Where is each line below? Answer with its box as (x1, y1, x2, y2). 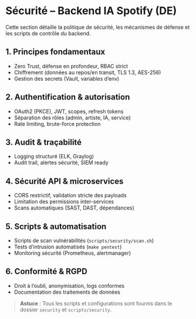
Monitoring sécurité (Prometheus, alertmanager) (13, 250, 131, 257)
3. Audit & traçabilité (5, 137, 82, 147)
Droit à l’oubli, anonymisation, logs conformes (13, 282, 125, 289)
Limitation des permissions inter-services (13, 198, 114, 205)
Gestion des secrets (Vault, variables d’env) (13, 75, 120, 82)
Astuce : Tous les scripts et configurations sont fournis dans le (19, 300, 173, 307)
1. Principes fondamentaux (5, 47, 106, 57)
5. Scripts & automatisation (5, 221, 107, 231)
